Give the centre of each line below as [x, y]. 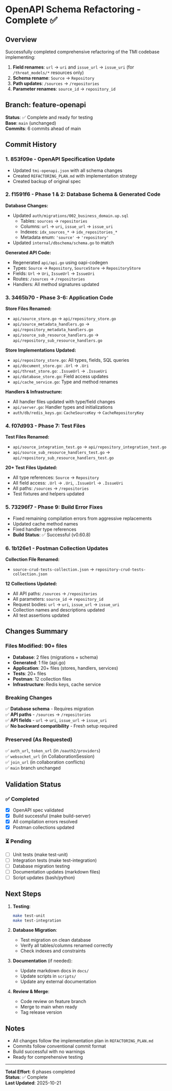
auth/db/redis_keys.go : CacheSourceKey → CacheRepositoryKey [78, 412]
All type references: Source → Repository [56, 477]
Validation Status [33, 784]
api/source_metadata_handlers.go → [51, 324]
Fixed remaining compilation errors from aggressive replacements [82, 518]
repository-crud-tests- [121, 570]
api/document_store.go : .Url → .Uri [51, 366]
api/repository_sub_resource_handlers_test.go [63, 458]
